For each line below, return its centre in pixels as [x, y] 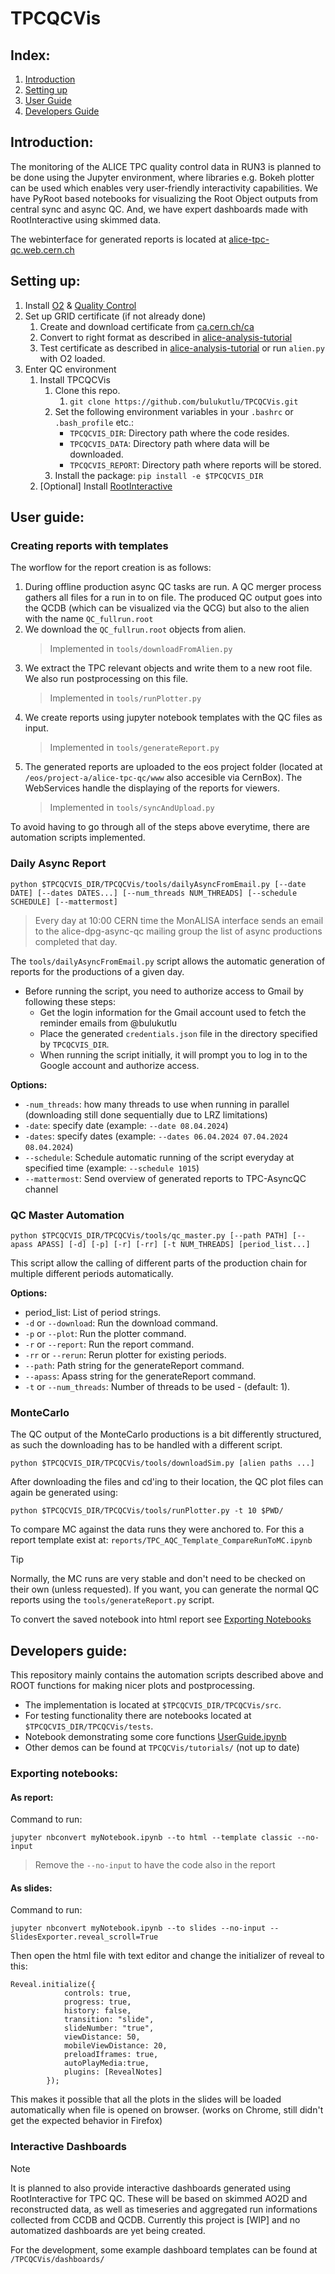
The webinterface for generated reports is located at [118, 239]
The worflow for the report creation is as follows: [111, 568]
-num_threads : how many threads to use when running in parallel [157, 1104]
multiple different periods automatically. [92, 1273]
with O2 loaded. [72, 358]
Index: [30, 55]
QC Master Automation [67, 1215]
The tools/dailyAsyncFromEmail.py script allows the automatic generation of [168, 961]
